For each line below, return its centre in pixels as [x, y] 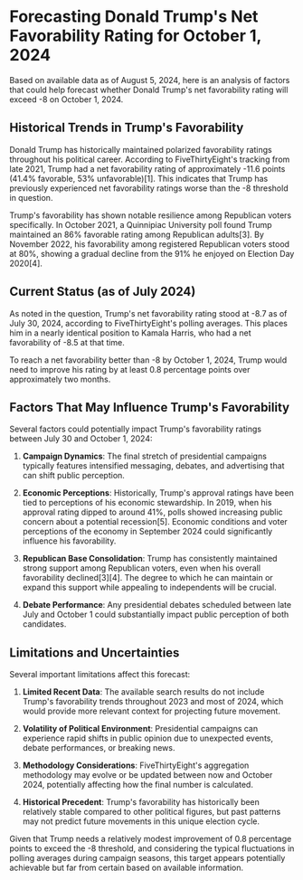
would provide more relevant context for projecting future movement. [151, 711]
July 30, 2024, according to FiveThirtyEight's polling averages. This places [148, 323]
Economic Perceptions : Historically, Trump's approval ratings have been [158, 493]
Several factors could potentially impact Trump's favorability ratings [136, 429]
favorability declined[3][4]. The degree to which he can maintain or [147, 578]
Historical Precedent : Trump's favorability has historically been [141, 802]
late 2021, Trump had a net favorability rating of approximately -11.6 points [147, 168]
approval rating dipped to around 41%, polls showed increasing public [152, 512]
